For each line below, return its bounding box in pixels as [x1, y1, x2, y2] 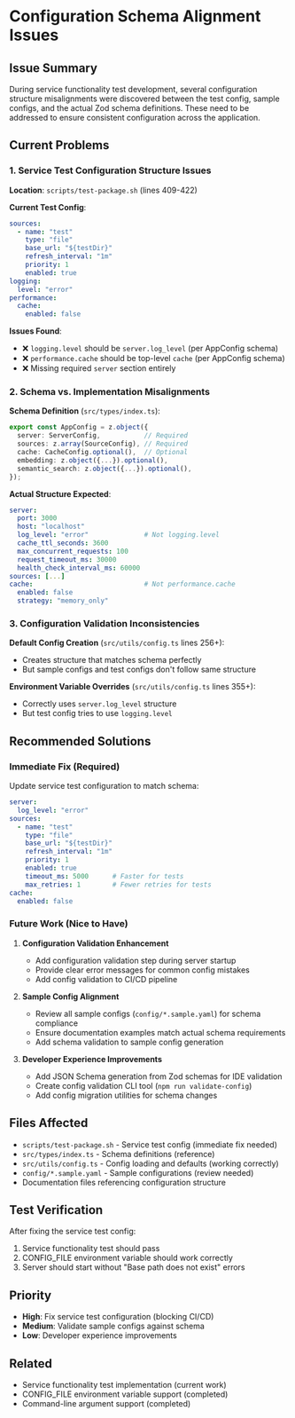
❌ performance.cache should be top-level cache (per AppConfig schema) [21, 353, 285, 364]
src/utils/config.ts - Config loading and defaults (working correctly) [21, 1158, 279, 1169]
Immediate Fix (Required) [9, 760, 120, 773]
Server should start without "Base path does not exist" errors [21, 1262, 245, 1272]
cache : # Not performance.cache [9, 579, 237, 589]
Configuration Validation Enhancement [21, 938, 169, 949]
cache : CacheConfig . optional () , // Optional [17, 448, 189, 457]
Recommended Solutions [9, 734, 151, 749]
